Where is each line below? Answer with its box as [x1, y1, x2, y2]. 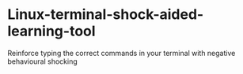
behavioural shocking [7, 57, 78, 66]
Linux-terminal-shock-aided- [7, 6, 204, 24]
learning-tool [7, 22, 96, 40]
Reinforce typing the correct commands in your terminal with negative [7, 48, 236, 57]
